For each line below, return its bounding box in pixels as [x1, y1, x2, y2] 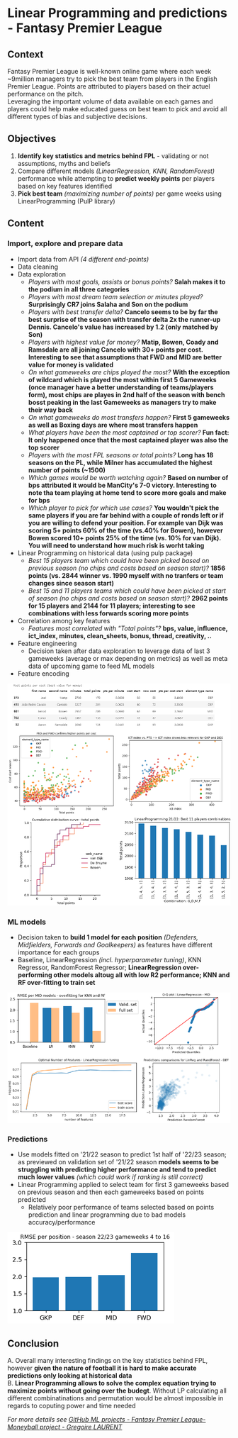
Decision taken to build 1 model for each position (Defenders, [17, 933, 198, 942]
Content [7, 218, 45, 230]
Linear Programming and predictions [7, 5, 228, 21]
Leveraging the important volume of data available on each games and [7, 97, 214, 106]
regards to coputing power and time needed [7, 1402, 136, 1410]
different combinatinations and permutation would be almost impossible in [7, 1394, 224, 1403]
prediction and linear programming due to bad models [28, 1210, 186, 1219]
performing [17, 971, 52, 979]
